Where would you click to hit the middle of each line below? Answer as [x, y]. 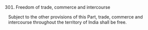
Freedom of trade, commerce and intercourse [63, 7]
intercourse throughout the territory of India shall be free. [68, 22]
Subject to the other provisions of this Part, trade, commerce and [76, 17]
